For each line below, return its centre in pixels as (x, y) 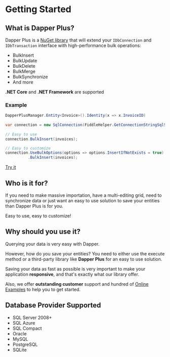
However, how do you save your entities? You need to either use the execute (85, 253)
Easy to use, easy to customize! (38, 215)
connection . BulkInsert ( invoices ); (42, 139)
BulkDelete (24, 66)
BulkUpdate (25, 61)
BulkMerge (24, 71)
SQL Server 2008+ (32, 318)
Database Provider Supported (53, 305)
